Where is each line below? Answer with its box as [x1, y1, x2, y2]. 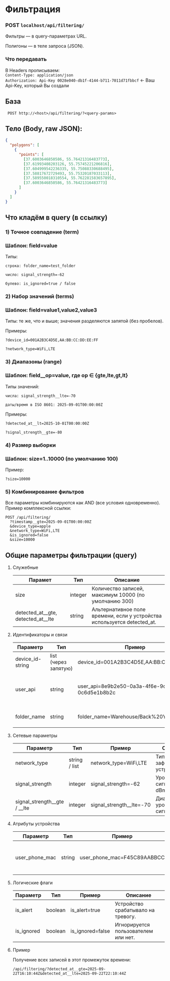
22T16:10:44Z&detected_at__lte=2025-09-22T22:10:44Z [12, 971, 126, 976]
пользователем [114, 928, 153, 935]
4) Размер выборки [5, 442, 56, 449]
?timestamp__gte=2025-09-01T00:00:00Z [10, 519, 92, 525]
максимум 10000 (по [92, 591, 145, 598]
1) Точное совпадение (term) [5, 228, 79, 235]
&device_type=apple [10, 524, 51, 529]
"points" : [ [18, 152, 44, 157]
